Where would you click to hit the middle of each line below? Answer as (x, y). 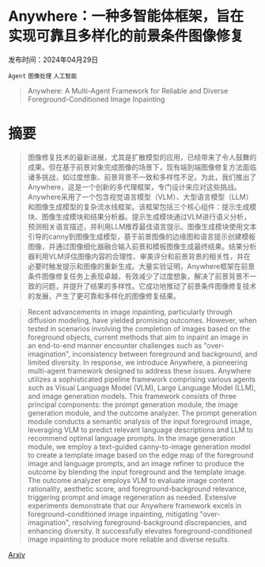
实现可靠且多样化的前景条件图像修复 (126, 36)
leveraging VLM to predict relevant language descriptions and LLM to (140, 430)
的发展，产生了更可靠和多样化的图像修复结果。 (104, 296)
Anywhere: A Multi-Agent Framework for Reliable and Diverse (128, 90)
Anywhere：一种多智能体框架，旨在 (126, 16)
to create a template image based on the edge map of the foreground (140, 455)
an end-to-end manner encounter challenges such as (115, 345)
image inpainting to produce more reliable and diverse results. (129, 539)
